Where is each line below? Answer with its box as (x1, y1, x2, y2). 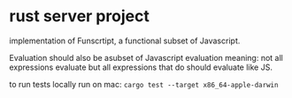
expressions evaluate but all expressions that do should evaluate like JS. (9, 62, 273, 72)
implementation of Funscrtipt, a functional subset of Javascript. (9, 35, 241, 46)
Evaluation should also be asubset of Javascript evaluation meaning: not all (9, 52, 283, 63)
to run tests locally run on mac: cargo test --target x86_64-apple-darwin (9, 79, 279, 89)
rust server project (9, 6, 150, 26)
